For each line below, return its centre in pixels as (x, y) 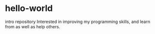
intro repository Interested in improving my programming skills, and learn (77, 22)
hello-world (29, 8)
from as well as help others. (33, 26)
